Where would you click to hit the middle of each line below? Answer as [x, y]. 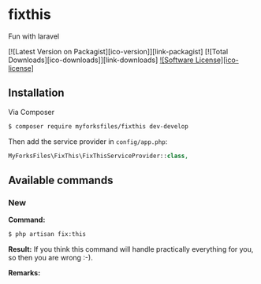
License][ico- [217, 60]
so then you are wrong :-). [50, 258]
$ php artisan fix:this [47, 234]
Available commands [61, 180]
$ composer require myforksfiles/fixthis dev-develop [99, 126]
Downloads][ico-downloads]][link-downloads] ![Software [101, 60]
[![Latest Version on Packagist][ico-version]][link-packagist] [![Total [118, 51]
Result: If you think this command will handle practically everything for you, [131, 249]
